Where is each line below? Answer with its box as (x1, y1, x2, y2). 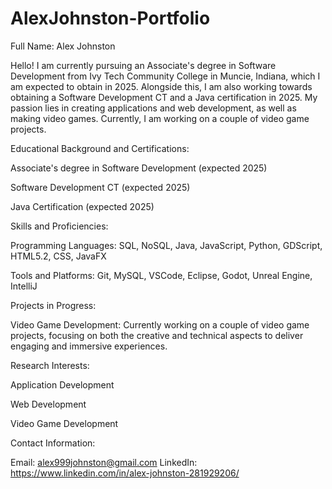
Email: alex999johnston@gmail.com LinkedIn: (10, 456, 198, 468)
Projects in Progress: (10, 299, 97, 311)
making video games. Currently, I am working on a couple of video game (10, 112, 310, 124)
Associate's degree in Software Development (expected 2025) (10, 162, 268, 174)
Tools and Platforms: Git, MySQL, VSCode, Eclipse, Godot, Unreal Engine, (10, 269, 313, 281)
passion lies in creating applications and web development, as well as (10, 102, 297, 114)
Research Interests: (10, 359, 90, 371)
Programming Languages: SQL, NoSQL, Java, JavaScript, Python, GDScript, (10, 239, 323, 251)
